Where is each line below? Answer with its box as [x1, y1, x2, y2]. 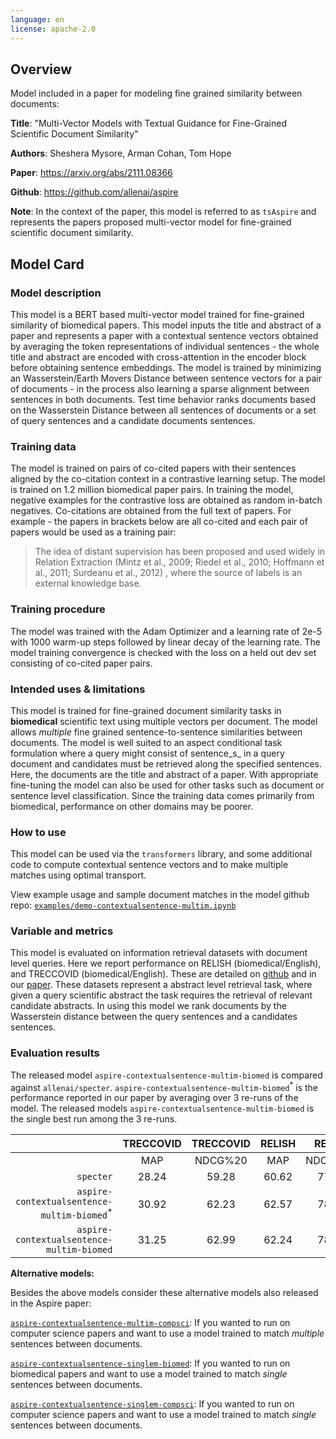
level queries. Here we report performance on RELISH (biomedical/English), [10, 957, 322, 970]
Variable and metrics [10, 924, 114, 938]
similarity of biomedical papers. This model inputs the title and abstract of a [10, 319, 322, 331]
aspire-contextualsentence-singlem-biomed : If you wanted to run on [10, 1357, 291, 1369]
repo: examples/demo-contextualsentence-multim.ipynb [10, 899, 237, 911]
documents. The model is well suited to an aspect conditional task [10, 736, 283, 748]
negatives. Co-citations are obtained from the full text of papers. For [10, 505, 292, 517]
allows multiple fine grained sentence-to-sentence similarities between [10, 726, 303, 738]
